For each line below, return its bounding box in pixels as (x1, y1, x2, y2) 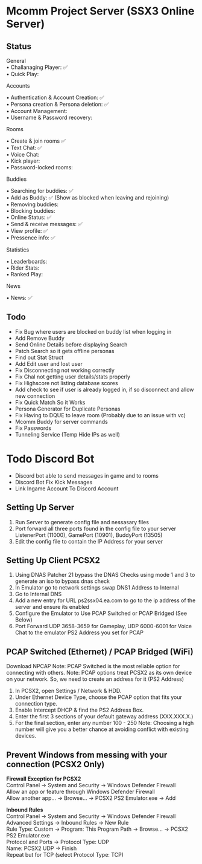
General (6, 57, 26, 64)
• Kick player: (6, 157, 40, 164)
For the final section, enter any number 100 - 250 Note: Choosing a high (14, 719, 194, 727)
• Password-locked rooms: (6, 164, 74, 171)
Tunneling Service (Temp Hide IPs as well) (14, 430, 121, 438)
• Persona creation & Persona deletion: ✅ (6, 101, 109, 108)
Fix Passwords (14, 424, 52, 432)
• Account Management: (6, 108, 68, 114)
